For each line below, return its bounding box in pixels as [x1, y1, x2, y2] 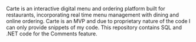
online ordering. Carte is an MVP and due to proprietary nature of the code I [6, 18, 191, 24]
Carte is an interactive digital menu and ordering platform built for [6, 5, 165, 12]
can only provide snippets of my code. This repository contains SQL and [6, 24, 182, 31]
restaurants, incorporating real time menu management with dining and [6, 11, 179, 18]
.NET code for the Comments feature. [6, 30, 97, 37]
